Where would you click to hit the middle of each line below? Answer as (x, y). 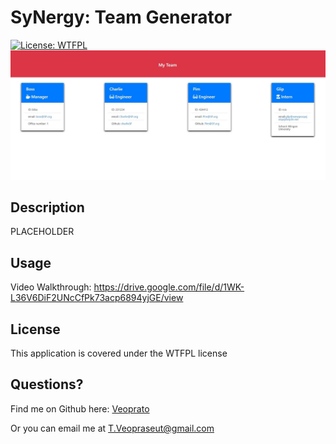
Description (47, 207)
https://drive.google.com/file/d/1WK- (169, 287)
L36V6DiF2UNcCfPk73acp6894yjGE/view (97, 298)
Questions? (47, 384)
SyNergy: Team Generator (121, 17)
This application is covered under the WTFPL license (119, 353)
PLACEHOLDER (42, 232)
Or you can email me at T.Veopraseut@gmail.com (112, 428)
